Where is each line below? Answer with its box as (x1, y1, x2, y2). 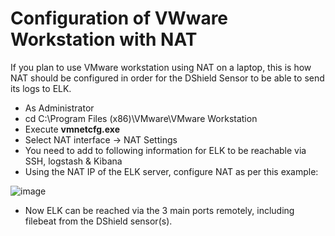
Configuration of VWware (10, 7, 229, 30)
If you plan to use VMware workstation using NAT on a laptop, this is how (10, 61, 312, 73)
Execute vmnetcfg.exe (24, 123, 121, 135)
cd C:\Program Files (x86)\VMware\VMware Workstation (24, 112, 258, 124)
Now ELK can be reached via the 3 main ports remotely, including (24, 204, 295, 216)
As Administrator (24, 102, 95, 114)
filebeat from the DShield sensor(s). (24, 215, 173, 227)
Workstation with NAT (10, 28, 198, 51)
